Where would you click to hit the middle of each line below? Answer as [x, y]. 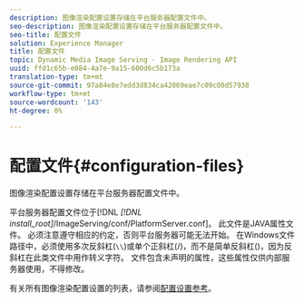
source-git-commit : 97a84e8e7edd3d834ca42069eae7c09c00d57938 [129, 85]
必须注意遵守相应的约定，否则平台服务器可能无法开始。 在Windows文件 [161, 235]
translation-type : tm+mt [56, 77]
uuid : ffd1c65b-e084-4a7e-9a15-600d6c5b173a [95, 69]
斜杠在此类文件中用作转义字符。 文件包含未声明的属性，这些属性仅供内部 [146, 258]
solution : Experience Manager [67, 43]
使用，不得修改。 [57, 269]
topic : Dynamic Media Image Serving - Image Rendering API [123, 60]
